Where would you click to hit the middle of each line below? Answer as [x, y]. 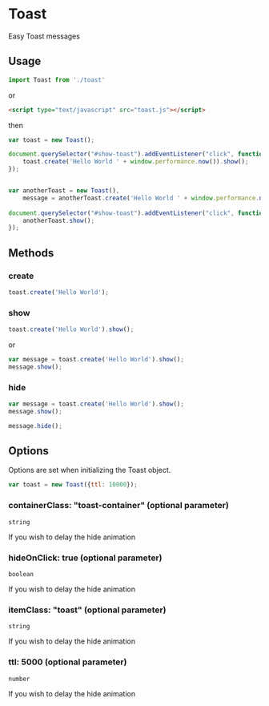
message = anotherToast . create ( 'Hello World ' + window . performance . [141, 198]
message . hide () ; [35, 426]
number [19, 679]
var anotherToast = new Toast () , [64, 191]
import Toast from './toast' [57, 80]
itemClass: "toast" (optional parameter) [87, 610]
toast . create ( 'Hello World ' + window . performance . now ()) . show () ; [136, 162]
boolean [21, 574]
